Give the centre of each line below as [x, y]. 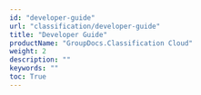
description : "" [40, 60]
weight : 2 [28, 52]
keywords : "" [34, 69]
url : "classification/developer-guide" [85, 26]
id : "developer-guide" [52, 18]
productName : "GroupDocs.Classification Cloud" [101, 43]
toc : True [28, 77]
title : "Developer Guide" [58, 34]
